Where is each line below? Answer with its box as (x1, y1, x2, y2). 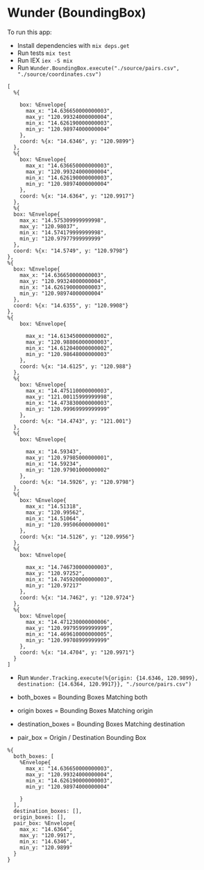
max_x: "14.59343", (25, 448, 82, 455)
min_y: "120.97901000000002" (25, 466, 110, 474)
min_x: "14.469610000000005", (25, 631, 113, 638)
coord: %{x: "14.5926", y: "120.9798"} (19, 478, 135, 485)
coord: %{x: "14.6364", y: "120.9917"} (19, 193, 135, 200)
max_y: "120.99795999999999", (25, 625, 113, 631)
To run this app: (7, 28, 52, 36)
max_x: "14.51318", (25, 503, 82, 510)
